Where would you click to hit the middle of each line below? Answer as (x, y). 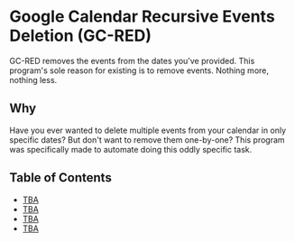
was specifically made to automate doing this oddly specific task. (131, 149)
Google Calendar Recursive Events (142, 17)
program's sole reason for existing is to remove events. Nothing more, (139, 70)
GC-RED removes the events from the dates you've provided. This (132, 60)
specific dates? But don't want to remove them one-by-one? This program (147, 140)
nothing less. (33, 79)
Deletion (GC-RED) (80, 36)
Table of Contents (61, 178)
